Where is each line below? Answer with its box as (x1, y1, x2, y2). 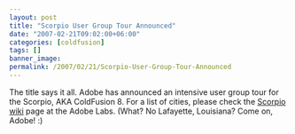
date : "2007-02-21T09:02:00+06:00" (9, 29, 141, 38)
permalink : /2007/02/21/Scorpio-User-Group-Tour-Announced (9, 63, 232, 72)
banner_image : (9, 54, 62, 63)
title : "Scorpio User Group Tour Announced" (9, 21, 176, 30)
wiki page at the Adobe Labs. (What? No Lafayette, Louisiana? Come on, (9, 106, 273, 116)
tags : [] (9, 46, 42, 55)
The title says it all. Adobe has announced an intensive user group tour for (9, 86, 279, 98)
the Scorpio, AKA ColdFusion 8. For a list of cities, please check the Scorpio (9, 96, 286, 106)
